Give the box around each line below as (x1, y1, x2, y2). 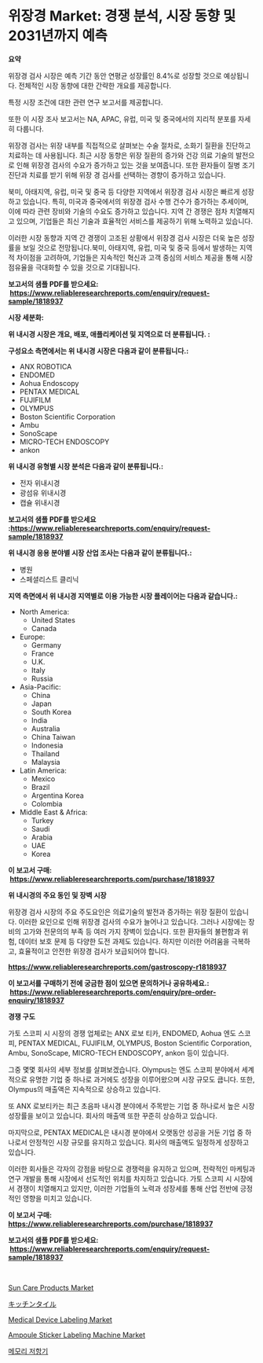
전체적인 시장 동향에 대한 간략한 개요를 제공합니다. (18, 80, 171, 90)
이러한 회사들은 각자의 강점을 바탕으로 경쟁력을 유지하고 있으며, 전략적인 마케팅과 (8, 1164, 256, 1174)
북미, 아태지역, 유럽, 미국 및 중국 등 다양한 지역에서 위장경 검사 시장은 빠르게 (8, 186, 240, 197)
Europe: (19, 632, 46, 641)
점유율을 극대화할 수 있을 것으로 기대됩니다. (8, 263, 141, 272)
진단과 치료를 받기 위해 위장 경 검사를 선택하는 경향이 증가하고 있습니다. (8, 170, 226, 179)
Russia (31, 674, 53, 683)
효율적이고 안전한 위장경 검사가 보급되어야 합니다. (18, 946, 170, 956)
